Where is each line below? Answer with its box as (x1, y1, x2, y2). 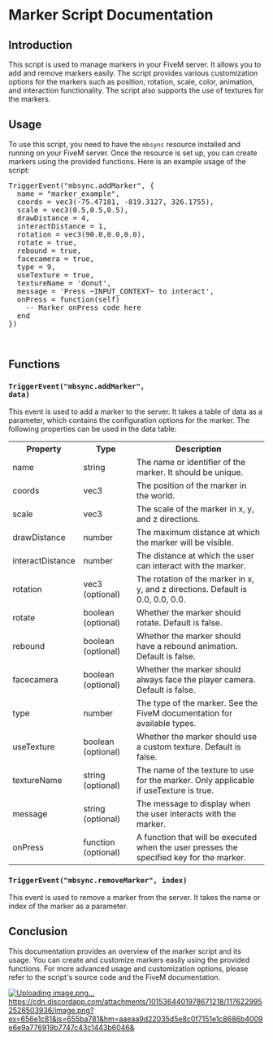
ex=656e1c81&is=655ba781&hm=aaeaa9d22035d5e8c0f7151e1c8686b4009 (8, 1014, 263, 1024)
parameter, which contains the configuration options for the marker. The (8, 415, 250, 424)
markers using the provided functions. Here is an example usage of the (8, 156, 246, 166)
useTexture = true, (16, 270, 95, 280)
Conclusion (8, 925, 68, 938)
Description (175, 443, 222, 455)
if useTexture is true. (136, 785, 214, 796)
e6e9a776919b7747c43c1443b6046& (8, 1022, 135, 1032)
